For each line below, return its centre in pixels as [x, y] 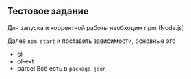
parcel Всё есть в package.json [61, 68]
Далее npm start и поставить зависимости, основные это [91, 41]
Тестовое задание [48, 11]
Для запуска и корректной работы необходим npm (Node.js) [96, 27]
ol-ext [25, 61]
